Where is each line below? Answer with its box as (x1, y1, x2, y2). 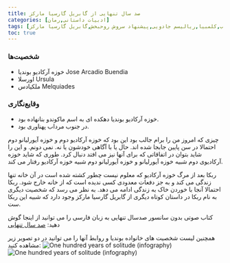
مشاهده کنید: (8, 241, 41, 249)
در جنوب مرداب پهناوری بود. (17, 122, 90, 130)
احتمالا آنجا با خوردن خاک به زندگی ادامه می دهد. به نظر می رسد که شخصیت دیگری (8, 185, 222, 193)
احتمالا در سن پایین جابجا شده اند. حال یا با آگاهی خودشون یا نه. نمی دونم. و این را (8, 142, 216, 151)
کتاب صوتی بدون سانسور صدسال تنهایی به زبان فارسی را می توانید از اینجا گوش (8, 213, 214, 221)
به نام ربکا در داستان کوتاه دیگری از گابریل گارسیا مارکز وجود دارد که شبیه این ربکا (8, 192, 217, 201)
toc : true (8, 29, 36, 36)
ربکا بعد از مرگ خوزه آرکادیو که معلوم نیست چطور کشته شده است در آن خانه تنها (8, 170, 217, 179)
